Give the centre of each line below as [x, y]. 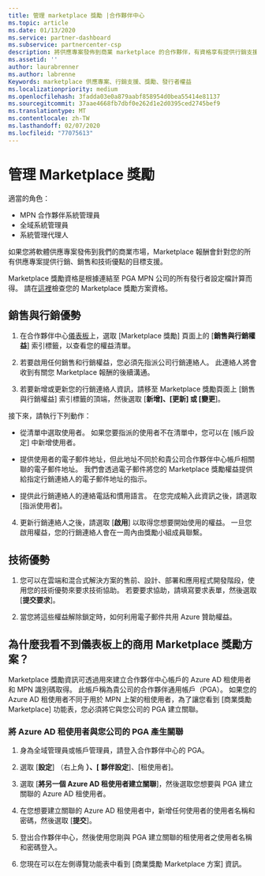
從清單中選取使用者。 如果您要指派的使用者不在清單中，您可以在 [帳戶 [133, 432]
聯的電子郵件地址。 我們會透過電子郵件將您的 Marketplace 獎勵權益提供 [136, 469]
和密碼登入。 [40, 848]
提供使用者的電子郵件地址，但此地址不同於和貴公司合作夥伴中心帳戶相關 [137, 459]
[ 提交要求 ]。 [40, 600]
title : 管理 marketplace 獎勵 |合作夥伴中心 [77, 15]
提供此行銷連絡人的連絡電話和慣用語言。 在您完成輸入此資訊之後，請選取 [138, 496]
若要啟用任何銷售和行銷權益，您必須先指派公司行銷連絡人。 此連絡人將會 [138, 362]
